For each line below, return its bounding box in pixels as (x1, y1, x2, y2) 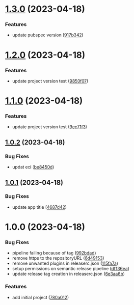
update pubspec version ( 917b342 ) (12, 32, 83, 38)
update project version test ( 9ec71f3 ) (12, 124, 87, 130)
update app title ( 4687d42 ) (12, 204, 67, 210)
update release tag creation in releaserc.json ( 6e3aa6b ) (12, 271, 125, 277)
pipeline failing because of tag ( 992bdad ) (12, 250, 97, 256)
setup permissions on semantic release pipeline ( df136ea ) (12, 266, 130, 272)
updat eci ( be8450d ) (12, 164, 54, 170)
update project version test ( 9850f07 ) (12, 78, 88, 84)
